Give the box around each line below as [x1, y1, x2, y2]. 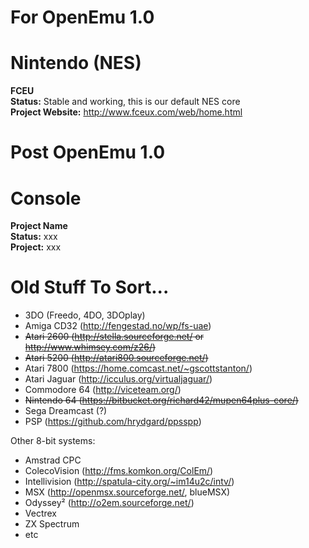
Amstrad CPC [24, 454, 82, 466]
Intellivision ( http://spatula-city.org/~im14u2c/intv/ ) [24, 476, 235, 488]
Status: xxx [10, 231, 58, 243]
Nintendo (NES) [10, 52, 142, 75]
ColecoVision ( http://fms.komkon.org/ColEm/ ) [24, 465, 214, 477]
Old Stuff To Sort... [10, 276, 170, 299]
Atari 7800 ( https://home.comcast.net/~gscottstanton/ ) [24, 362, 253, 375]
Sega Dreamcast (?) [24, 405, 108, 417]
